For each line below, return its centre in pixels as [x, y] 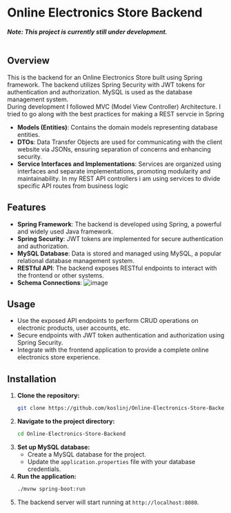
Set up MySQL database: [53, 447]
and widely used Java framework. [65, 231]
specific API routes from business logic [73, 186]
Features [27, 208]
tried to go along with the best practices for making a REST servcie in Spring [116, 114]
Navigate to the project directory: [66, 421]
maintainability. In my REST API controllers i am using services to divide [119, 178]
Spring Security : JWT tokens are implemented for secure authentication [120, 238]
